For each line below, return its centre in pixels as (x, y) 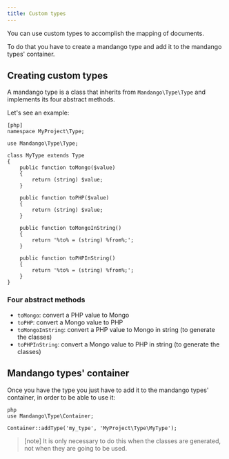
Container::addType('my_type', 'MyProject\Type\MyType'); (92, 428)
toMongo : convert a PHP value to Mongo (73, 315)
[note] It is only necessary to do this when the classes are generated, (122, 441)
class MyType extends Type (46, 156)
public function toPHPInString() (68, 258)
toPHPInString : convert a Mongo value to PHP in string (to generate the (118, 344)
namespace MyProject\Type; (46, 132)
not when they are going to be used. (76, 448)
